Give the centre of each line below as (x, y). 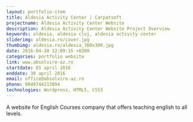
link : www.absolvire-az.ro (40, 62)
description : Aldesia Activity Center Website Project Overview (88, 29)
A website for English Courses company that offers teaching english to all (97, 107)
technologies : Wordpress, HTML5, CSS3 (55, 90)
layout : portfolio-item (36, 12)
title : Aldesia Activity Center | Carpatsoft (64, 17)
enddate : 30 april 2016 (36, 73)
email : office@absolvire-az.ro (45, 79)
